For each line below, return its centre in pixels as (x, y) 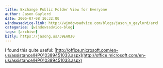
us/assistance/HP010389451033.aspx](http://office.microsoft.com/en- (75, 55)
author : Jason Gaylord (28, 14)
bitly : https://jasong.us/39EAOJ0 (40, 37)
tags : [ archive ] (21, 32)
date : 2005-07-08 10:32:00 (32, 18)
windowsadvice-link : (26, 23)
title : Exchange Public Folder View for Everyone (56, 9)
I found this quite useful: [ (31, 50)
